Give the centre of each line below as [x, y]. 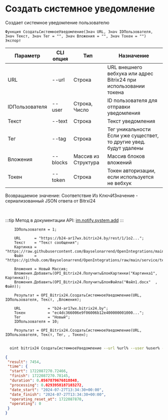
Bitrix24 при [122, 80]
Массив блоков [126, 156]
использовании [126, 86]
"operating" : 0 [25, 404]
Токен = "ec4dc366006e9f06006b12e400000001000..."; [79, 313]
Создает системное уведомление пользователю [57, 23]
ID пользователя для [132, 100]
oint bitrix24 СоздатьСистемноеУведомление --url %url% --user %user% [85, 348]
